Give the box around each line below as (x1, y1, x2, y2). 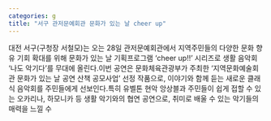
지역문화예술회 (213, 63, 260, 73)
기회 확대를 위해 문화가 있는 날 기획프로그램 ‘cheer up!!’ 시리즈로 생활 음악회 (16, 53, 258, 63)
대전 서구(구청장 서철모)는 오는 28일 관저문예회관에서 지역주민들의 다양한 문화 (8, 42, 254, 53)
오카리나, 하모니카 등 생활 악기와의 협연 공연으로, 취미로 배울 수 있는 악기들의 (16, 93, 260, 103)
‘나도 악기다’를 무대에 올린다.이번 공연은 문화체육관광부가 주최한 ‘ (8, 63, 213, 73)
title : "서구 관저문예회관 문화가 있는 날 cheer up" (8, 19, 166, 28)
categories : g (8, 11, 57, 20)
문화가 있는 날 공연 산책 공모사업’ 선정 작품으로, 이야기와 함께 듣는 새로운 (16, 73, 246, 83)
